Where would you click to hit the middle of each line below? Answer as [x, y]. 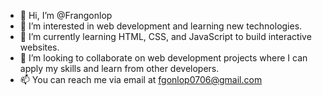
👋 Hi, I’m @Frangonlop [66, 15]
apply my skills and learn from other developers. [119, 68]
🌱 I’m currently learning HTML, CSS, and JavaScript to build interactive [165, 36]
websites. [39, 47]
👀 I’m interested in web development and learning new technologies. [161, 26]
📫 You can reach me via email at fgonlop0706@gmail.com [141, 79]
